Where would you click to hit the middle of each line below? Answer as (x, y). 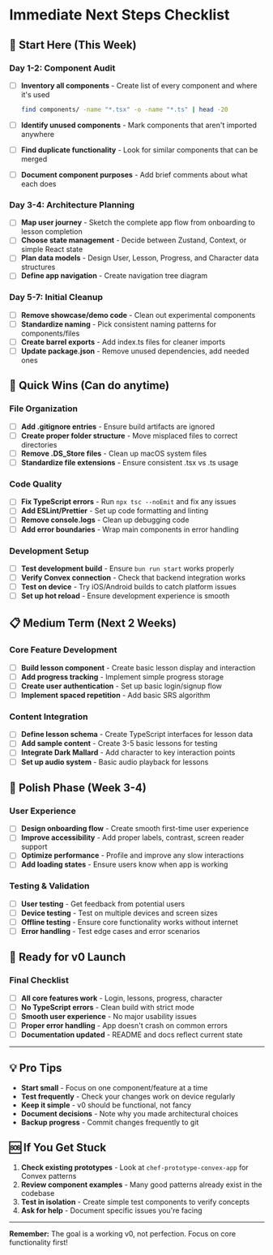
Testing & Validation (49, 886)
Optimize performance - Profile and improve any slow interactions (132, 855)
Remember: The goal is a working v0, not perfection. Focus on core (123, 1233)
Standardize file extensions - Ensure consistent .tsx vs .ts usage (130, 462)
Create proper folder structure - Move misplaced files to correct (129, 435)
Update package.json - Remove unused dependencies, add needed (135, 351)
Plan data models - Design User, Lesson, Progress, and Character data (140, 258)
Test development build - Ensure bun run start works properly (127, 568)
